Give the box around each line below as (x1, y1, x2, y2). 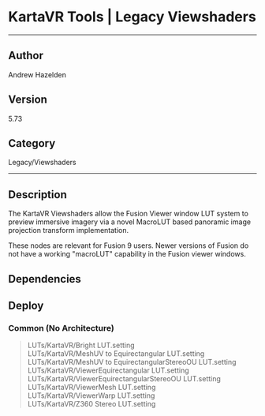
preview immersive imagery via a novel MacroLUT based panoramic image (8, 217, 251, 227)
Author (8, 49, 43, 62)
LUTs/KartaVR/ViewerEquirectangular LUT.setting (27, 365, 189, 375)
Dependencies (8, 272, 81, 286)
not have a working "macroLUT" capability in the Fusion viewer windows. (8, 249, 246, 259)
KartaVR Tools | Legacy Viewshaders (8, 8, 256, 26)
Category (8, 137, 56, 150)
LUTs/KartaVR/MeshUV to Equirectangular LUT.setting (27, 349, 205, 358)
